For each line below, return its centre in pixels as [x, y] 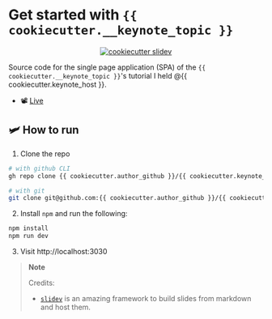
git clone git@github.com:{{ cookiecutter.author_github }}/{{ [117, 198]
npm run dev [28, 236]
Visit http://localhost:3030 [64, 251]
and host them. [66, 307]
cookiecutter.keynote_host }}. [57, 84]
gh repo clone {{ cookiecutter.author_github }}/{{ [97, 176]
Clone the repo [45, 153]
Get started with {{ [73, 15]
